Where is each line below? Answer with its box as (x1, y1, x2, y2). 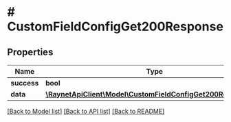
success (10, 79, 39, 88)
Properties (7, 46, 54, 58)
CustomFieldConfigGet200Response (7, 19, 223, 34)
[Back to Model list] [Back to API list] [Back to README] (7, 108, 165, 115)
